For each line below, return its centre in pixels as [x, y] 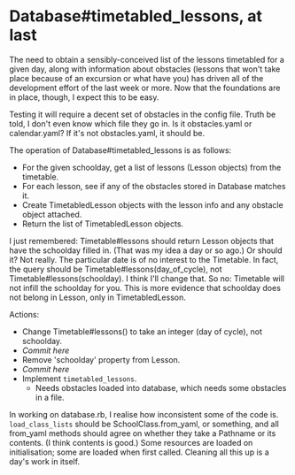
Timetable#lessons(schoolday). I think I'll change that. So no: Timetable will [147, 278]
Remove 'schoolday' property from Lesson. [101, 359]
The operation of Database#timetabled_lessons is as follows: [120, 150]
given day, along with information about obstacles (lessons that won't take [145, 69]
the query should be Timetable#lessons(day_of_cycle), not [116, 269]
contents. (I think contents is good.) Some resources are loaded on [131, 442]
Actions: [24, 314]
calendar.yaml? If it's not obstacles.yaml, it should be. [107, 133]
